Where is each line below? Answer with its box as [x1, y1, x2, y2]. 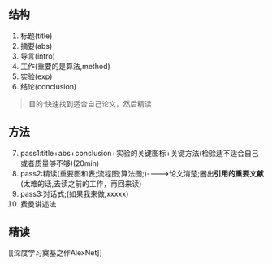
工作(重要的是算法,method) [19, 61, 111, 71]
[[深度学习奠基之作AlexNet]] [8, 248, 103, 258]
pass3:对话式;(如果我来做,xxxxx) [19, 189, 129, 198]
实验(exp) [19, 72, 53, 81]
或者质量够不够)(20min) [19, 158, 100, 168]
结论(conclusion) [19, 81, 77, 91]
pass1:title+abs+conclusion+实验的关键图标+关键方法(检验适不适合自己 [19, 148, 259, 158]
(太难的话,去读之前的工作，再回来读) [19, 178, 142, 189]
